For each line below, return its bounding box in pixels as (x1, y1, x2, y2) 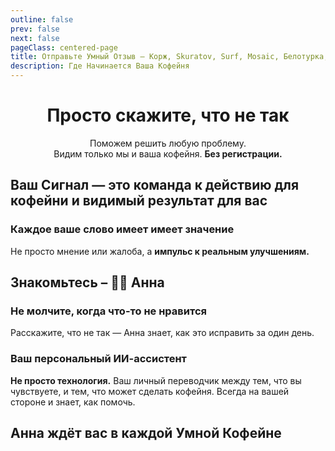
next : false (10, 33, 60, 43)
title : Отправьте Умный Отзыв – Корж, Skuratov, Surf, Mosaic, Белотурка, (10, 52, 329, 62)
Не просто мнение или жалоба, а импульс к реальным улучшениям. (10, 245, 310, 257)
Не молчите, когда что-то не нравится (10, 304, 207, 318)
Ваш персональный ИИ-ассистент (10, 352, 187, 366)
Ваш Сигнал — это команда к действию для (10, 177, 300, 194)
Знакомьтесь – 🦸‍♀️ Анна (10, 274, 165, 291)
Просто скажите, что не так (46, 104, 290, 127)
